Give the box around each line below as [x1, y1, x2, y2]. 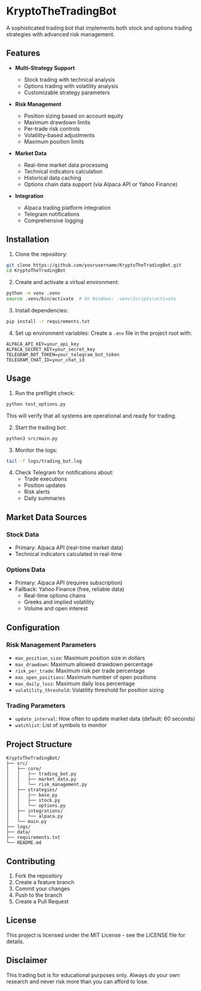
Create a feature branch [14, 878, 75, 886]
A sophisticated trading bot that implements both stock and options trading [6, 24, 193, 31]
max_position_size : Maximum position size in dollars [14, 654, 146, 662]
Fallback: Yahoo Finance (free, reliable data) [14, 586, 125, 593]
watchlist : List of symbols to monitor [14, 721, 107, 729]
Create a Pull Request [14, 897, 69, 905]
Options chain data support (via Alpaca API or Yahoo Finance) [23, 180, 178, 188]
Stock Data [6, 530, 39, 538]
